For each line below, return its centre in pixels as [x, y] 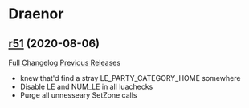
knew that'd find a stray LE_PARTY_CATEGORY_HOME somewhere [130, 78]
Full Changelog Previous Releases [65, 62]
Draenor [36, 14]
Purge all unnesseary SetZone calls [78, 95]
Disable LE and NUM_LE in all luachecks [86, 86]
